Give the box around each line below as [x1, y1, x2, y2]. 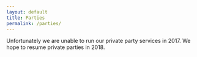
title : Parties [6, 15, 45, 21]
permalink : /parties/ [6, 20, 62, 26]
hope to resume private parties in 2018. [6, 44, 105, 51]
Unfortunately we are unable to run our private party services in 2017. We [6, 37, 191, 45]
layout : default [6, 9, 48, 15]
